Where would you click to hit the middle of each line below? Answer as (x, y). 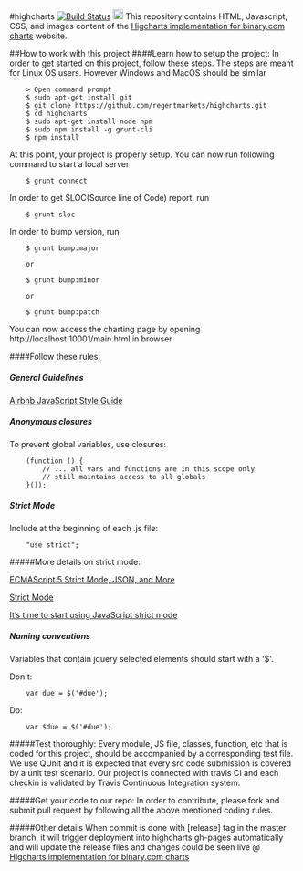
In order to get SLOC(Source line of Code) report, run (110, 198)
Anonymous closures (51, 421)
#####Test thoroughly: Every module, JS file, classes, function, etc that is (149, 743)
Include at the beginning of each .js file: (84, 528)
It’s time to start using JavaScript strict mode (94, 614)
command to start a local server (69, 164)
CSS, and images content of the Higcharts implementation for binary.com (147, 26)
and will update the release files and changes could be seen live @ (135, 847)
